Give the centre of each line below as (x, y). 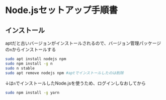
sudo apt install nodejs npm (36, 59)
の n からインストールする (31, 49)
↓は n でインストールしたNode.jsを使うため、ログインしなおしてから (75, 83)
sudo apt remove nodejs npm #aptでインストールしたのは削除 (65, 73)
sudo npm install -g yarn (32, 92)
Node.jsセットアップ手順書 (62, 10)
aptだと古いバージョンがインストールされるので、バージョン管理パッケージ (83, 43)
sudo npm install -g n (29, 63)
